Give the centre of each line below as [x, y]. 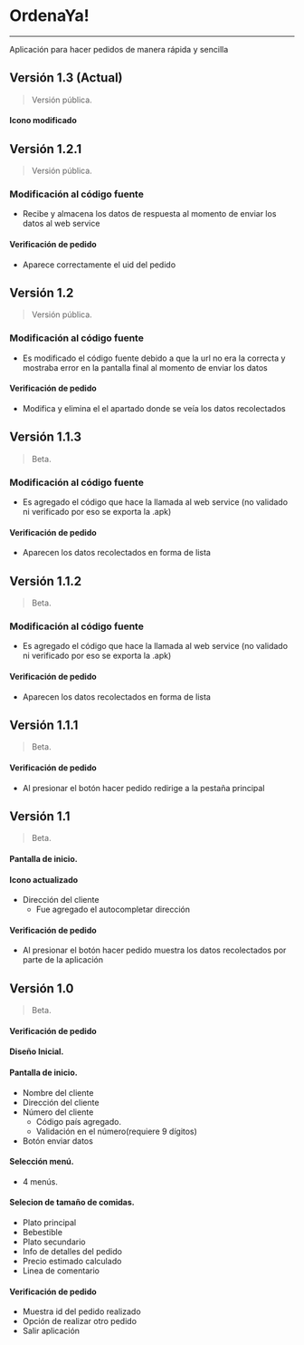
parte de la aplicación [63, 960]
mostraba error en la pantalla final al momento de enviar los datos [145, 367]
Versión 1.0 [42, 988]
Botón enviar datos [57, 1141]
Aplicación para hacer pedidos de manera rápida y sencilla [119, 49]
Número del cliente [58, 1112]
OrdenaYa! [49, 16]
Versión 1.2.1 [46, 149]
